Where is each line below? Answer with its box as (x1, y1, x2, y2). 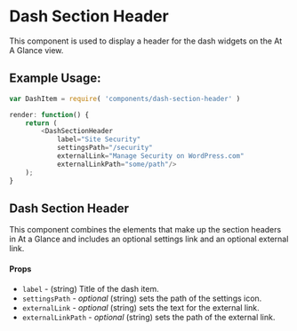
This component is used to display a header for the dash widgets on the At (9, 35, 283, 46)
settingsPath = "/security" (56, 144, 153, 153)
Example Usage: (9, 71, 101, 86)
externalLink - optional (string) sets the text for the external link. (21, 302, 260, 312)
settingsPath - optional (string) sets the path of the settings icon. (21, 293, 262, 303)
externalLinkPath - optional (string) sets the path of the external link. (21, 311, 276, 322)
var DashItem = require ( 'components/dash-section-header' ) (9, 94, 241, 103)
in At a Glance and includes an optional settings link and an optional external (9, 233, 289, 245)
